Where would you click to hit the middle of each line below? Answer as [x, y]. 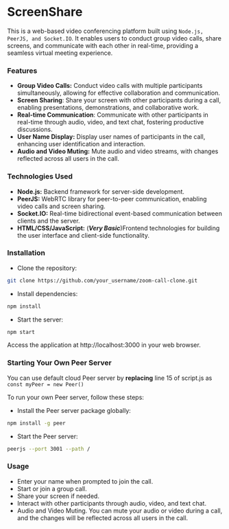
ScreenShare [45, 12]
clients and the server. [48, 221]
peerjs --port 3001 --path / [49, 449]
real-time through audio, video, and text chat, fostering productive [110, 122]
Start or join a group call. [52, 488]
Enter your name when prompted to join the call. [85, 481]
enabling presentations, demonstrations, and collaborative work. [108, 108]
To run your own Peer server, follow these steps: [75, 397]
